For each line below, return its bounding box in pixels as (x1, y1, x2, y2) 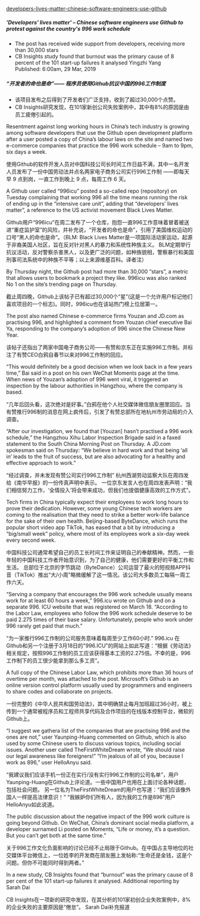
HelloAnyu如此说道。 (6, 801, 58, 808)
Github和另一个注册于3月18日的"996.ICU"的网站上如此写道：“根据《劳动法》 (6, 641, 194, 649)
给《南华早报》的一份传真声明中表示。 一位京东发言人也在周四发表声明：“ (6, 479, 187, 486)
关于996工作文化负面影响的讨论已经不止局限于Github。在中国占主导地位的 (6, 844, 189, 851)
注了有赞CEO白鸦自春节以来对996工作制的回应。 (6, 351, 126, 358)
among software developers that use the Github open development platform (6, 129, 192, 136)
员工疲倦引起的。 (14, 110, 57, 118)
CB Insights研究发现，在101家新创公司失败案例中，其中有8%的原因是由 (14, 103, 189, 110)
